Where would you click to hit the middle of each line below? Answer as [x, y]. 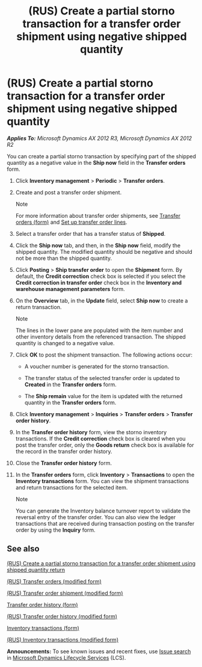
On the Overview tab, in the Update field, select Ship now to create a [102, 300]
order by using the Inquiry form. [55, 530]
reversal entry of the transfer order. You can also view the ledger [96, 517]
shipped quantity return [36, 570]
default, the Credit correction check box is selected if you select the [100, 276]
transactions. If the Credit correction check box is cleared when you [100, 438]
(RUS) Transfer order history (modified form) [62, 616]
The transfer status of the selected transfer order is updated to [102, 378]
